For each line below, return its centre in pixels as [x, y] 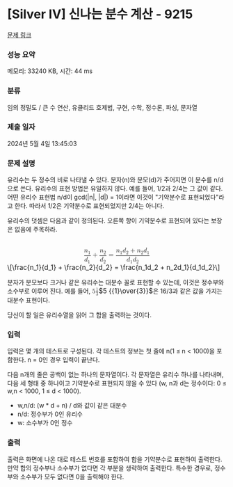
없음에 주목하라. [36, 230]
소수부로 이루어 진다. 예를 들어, [49, 291]
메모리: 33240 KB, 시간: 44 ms [50, 71]
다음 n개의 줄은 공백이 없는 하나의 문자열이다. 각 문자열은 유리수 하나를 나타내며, [115, 375]
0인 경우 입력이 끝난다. [69, 360]
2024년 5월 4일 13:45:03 [42, 143]
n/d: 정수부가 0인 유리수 [50, 414]
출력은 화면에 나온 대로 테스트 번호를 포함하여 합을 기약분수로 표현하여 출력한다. [115, 459]
